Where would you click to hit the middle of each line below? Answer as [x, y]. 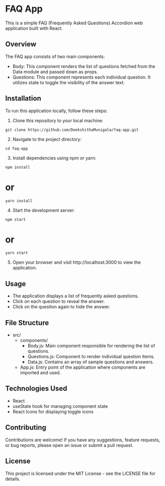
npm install [18, 167]
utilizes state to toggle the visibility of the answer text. [69, 82]
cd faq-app [17, 148]
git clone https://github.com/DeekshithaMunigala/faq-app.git [72, 130]
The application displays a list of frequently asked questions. [76, 296]
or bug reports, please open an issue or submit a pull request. [69, 445]
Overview [21, 44]
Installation [23, 99]
